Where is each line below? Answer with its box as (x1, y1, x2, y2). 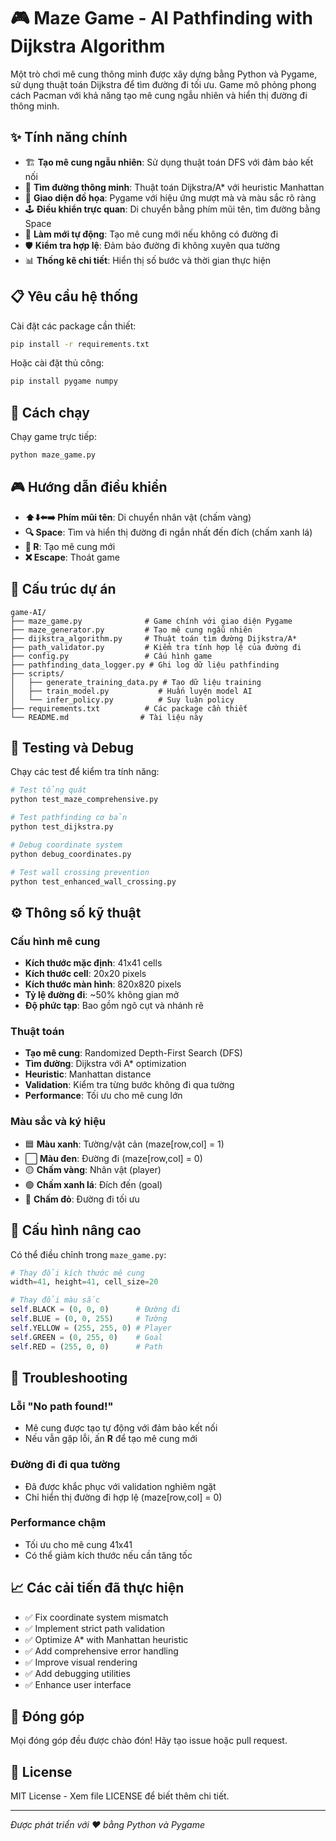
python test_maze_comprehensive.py (10, 795, 159, 805)
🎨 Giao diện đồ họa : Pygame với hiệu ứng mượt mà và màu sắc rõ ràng (24, 191, 317, 204)
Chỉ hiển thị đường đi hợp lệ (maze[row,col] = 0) (24, 1491, 223, 1503)
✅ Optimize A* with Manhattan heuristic (24, 1633, 189, 1645)
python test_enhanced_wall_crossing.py (10, 876, 177, 887)
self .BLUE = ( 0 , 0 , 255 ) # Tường (10, 1314, 168, 1324)
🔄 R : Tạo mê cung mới (24, 540, 116, 552)
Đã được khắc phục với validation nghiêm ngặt (24, 1480, 217, 1492)
